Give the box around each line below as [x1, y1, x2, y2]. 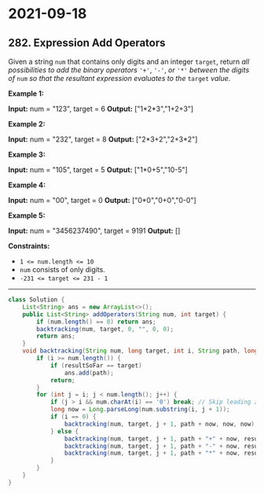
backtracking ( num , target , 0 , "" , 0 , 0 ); [36, 325, 174, 333]
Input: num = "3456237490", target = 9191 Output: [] [8, 226, 181, 235]
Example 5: [8, 211, 46, 220]
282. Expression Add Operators [8, 36, 167, 50]
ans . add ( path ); [64, 369, 114, 377]
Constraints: [8, 241, 50, 250]
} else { [49, 427, 79, 435]
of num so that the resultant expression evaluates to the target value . [8, 74, 231, 83]
